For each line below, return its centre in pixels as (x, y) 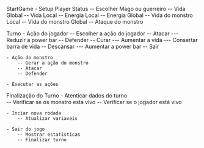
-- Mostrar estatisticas (49, 135)
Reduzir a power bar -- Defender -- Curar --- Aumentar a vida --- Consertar (102, 40)
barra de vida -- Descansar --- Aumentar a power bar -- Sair (83, 46)
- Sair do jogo (26, 129)
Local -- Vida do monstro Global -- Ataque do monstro (75, 22)
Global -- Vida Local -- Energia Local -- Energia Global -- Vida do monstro (100, 15)
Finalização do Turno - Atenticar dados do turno (67, 96)
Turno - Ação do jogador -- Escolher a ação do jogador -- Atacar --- (93, 33)
